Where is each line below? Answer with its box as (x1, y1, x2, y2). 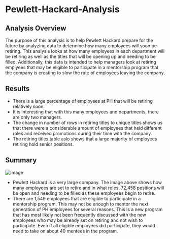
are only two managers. (12, 114, 62, 120)
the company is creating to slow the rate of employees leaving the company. (5, 70, 165, 76)
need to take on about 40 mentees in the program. (12, 228, 118, 234)
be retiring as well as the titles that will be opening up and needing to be (5, 53, 156, 59)
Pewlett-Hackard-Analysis (5, 4, 120, 15)
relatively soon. (12, 103, 45, 109)
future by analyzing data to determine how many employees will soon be (5, 43, 157, 49)
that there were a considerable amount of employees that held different (12, 125, 162, 131)
